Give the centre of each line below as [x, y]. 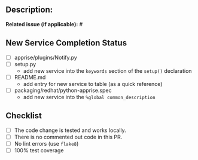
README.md [30, 77]
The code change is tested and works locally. [70, 130]
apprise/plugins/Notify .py [45, 57]
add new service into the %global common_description [89, 97]
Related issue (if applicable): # [44, 24]
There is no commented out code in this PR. [68, 137]
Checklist [24, 116]
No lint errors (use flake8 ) [46, 143]
